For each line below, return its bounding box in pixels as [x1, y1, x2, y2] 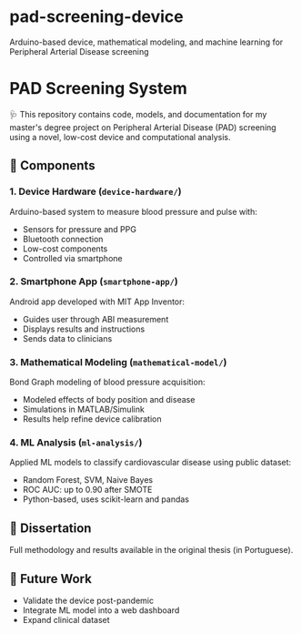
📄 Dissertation [9, 520, 92, 536]
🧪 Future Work [9, 571, 93, 587]
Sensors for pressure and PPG [22, 223, 136, 234]
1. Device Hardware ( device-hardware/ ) [9, 185, 182, 198]
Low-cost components [22, 243, 108, 254]
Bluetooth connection [22, 233, 104, 244]
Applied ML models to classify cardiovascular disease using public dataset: [9, 457, 292, 468]
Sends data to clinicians [22, 332, 113, 343]
